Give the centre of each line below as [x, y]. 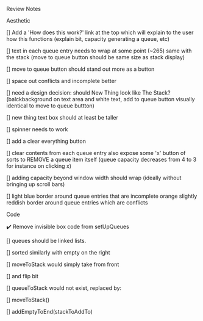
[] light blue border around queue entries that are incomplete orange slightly [102, 196]
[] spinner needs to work [37, 129]
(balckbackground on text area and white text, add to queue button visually [101, 99]
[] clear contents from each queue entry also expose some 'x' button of [96, 153]
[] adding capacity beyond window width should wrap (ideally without [94, 178]
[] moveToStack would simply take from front [63, 264]
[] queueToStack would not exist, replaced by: [64, 288]
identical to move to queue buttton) [50, 106]
